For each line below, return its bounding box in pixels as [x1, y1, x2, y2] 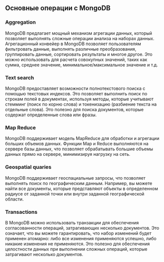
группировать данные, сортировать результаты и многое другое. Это [5, 51, 153, 57]
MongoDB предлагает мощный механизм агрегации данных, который [5, 30, 152, 36]
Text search [5, 74, 35, 81]
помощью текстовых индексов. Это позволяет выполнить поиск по [5, 90, 147, 96]
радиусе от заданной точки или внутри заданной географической [5, 191, 145, 196]
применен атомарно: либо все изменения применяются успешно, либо [5, 235, 157, 241]
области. [5, 196, 24, 202]
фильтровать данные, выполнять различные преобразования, [5, 46, 137, 52]
